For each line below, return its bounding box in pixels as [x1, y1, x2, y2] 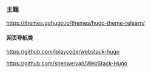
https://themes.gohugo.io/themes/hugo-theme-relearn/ [6, 19, 146, 27]
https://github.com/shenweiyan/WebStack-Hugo [6, 59, 128, 67]
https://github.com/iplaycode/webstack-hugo [6, 48, 120, 55]
